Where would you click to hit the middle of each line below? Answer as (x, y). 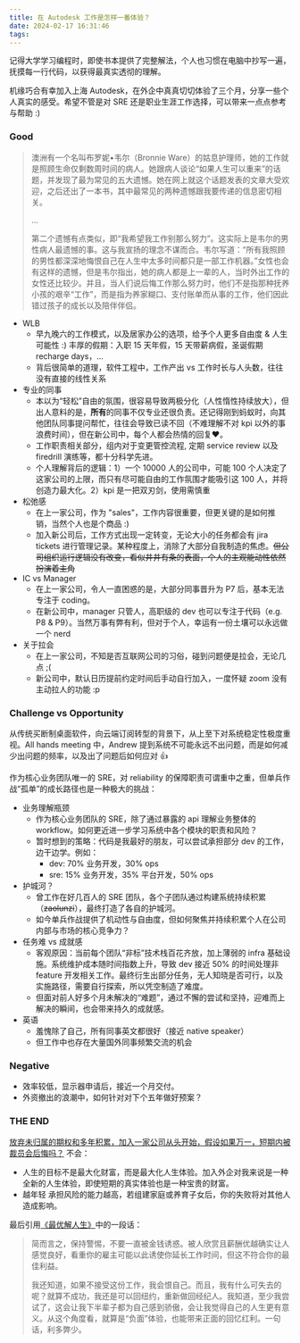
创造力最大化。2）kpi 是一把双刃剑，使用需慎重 (123, 490)
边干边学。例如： (67, 852)
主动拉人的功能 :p (68, 689)
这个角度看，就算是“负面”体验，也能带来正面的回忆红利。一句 (168, 1318)
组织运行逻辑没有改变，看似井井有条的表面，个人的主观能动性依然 (165, 557)
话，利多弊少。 (58, 1329)
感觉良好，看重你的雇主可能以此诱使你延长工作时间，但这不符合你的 (156, 1255)
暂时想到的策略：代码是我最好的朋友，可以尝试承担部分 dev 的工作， (162, 841)
